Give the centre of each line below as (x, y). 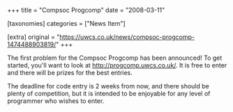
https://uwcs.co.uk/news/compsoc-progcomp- (127, 37)
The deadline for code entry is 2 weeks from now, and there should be (108, 86)
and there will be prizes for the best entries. (70, 73)
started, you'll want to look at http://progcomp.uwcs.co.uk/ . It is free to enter (117, 65)
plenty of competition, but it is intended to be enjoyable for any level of (109, 94)
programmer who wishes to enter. (56, 101)
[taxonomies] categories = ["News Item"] (66, 23)
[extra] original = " (33, 37)
